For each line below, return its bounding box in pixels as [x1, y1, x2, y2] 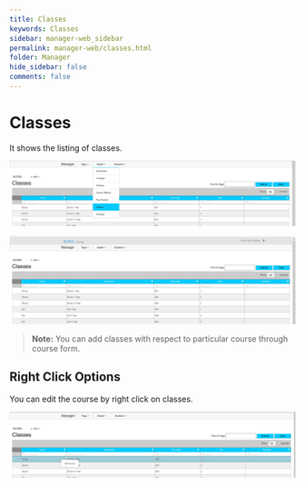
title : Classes [9, 15, 67, 24]
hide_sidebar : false [9, 63, 88, 72]
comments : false [9, 73, 71, 82]
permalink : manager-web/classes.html [9, 44, 152, 53]
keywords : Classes [9, 24, 79, 34]
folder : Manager [9, 53, 71, 63]
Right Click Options [9, 369, 121, 385]
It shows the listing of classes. [9, 142, 123, 154]
